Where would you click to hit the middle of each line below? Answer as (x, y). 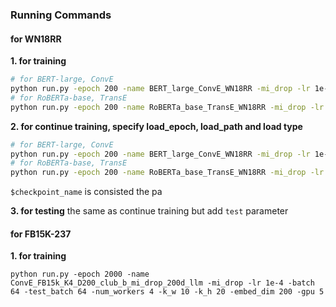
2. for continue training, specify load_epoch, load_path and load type (156, 126)
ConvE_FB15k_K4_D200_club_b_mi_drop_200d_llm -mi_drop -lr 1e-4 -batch (162, 283)
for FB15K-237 (41, 234)
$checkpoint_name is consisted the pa (86, 192)
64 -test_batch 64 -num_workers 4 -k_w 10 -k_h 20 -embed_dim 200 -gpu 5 (167, 292)
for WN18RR (36, 39)
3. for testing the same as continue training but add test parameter (149, 211)
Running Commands (61, 15)
